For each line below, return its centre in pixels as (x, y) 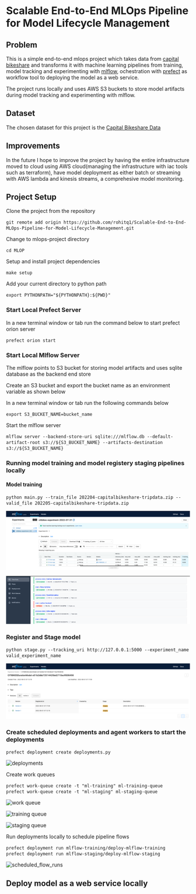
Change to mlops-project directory (48, 239)
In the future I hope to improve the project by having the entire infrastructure (98, 160)
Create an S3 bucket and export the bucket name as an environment (88, 386)
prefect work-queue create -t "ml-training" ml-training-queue (85, 786)
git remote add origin (34, 223)
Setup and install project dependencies (53, 262)
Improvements (33, 146)
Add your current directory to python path (56, 284)
